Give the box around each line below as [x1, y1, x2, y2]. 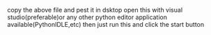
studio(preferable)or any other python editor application [7, 13, 168, 21]
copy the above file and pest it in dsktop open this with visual [7, 6, 183, 14]
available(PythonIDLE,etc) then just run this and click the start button [7, 21, 205, 28]
